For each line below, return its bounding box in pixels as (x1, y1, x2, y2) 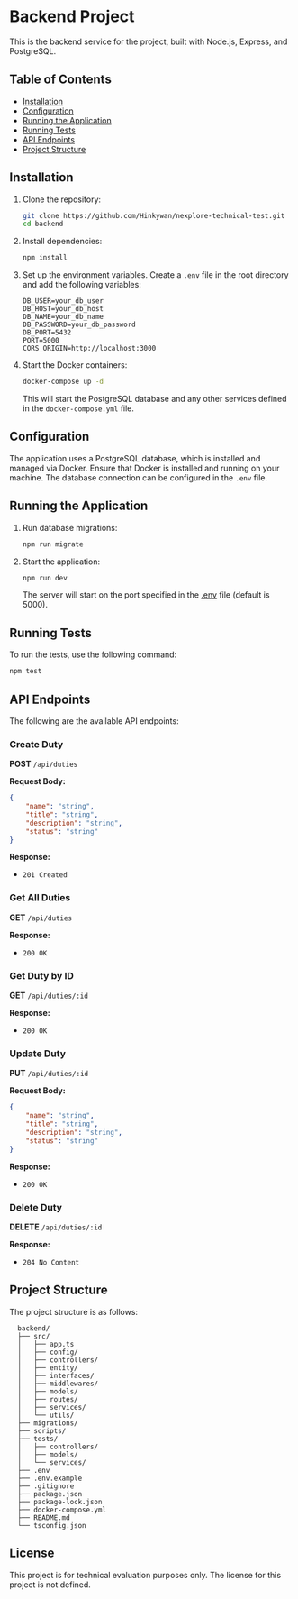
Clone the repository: (22, 194, 102, 205)
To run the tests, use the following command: (9, 649, 177, 660)
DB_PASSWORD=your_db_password (22, 320, 137, 330)
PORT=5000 (22, 336, 60, 345)
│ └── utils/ (17, 1411, 75, 1420)
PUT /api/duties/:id (9, 1068, 88, 1079)
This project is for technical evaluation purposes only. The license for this (9, 1569, 282, 1580)
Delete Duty (9, 1201, 63, 1213)
